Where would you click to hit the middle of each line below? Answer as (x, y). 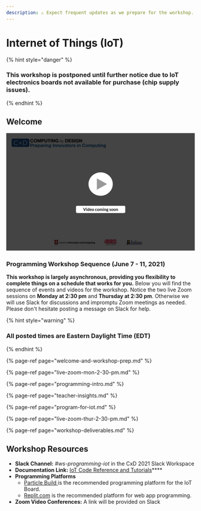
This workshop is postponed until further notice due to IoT (92, 75)
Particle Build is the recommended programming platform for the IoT (108, 482)
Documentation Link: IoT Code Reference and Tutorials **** (89, 470)
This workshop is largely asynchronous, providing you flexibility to (91, 277)
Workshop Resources (47, 449)
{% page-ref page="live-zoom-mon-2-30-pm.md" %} (73, 372)
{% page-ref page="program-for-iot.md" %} (61, 407)
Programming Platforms (45, 476)
